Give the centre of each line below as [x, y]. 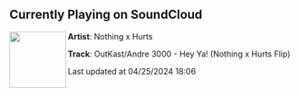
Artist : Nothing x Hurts [110, 36]
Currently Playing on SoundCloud [106, 15]
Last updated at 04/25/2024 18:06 [132, 71]
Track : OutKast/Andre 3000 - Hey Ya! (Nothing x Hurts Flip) [179, 54]
